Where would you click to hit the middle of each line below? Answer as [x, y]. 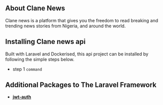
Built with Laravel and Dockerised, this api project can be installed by [77, 54]
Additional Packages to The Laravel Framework [81, 85]
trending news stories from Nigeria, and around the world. [66, 26]
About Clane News [35, 8]
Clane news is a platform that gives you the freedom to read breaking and [82, 20]
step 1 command [27, 69]
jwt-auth [22, 97]
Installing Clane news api [45, 42]
